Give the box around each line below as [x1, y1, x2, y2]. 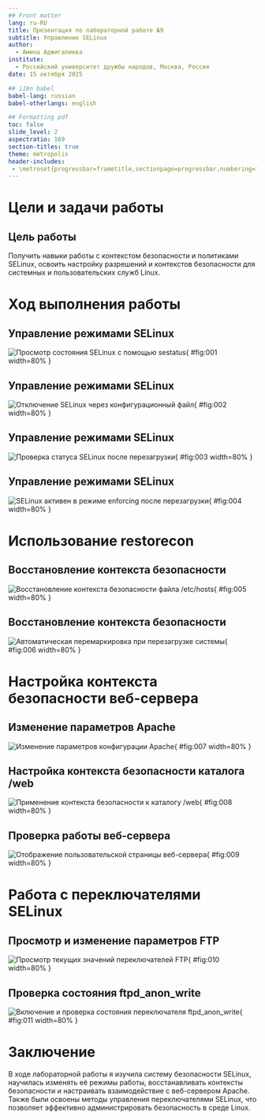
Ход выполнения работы [8, 295, 181, 313]
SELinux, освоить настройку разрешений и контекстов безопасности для [8, 260, 256, 269]
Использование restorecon [8, 532, 195, 549]
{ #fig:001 [185, 348, 218, 358]
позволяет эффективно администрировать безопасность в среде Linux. [8, 1103, 251, 1112]
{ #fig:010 [188, 955, 220, 965]
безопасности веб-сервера [8, 689, 199, 707]
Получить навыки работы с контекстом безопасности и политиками [8, 251, 239, 260]
